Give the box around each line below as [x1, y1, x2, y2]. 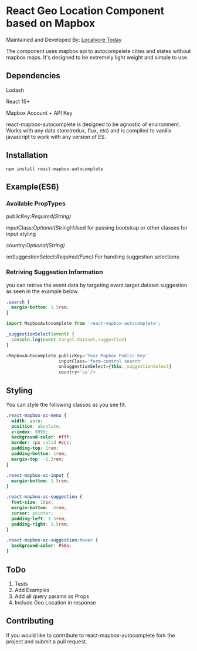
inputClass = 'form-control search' [58, 358, 143, 364]
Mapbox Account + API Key [6, 109, 73, 116]
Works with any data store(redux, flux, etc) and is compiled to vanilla [6, 127, 172, 134]
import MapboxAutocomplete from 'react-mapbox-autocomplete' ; [6, 321, 161, 327]
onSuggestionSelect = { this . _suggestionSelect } [58, 364, 172, 370]
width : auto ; [11, 418, 43, 424]
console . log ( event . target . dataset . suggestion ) [11, 337, 127, 343]
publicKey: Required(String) [6, 213, 72, 220]
